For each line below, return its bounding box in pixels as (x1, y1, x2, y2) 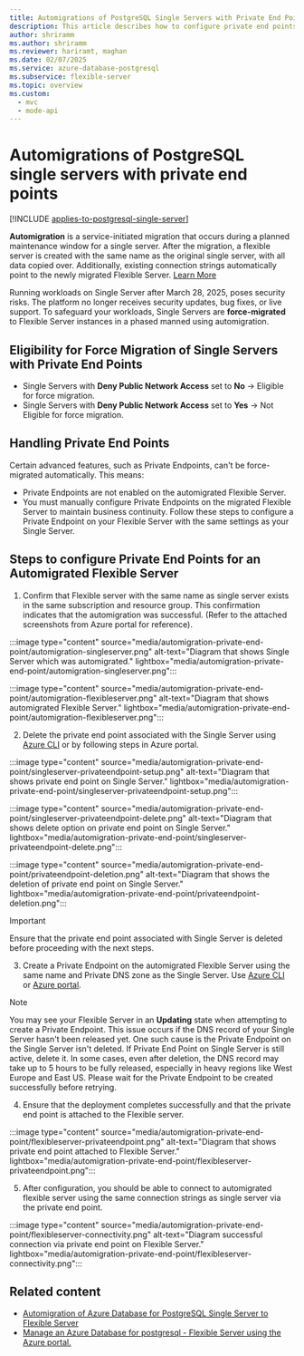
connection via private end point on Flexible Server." (9, 1238, 204, 1249)
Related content (9, 1284, 101, 1300)
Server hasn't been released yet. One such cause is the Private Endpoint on (9, 1033, 291, 1044)
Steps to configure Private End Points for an (9, 552, 261, 567)
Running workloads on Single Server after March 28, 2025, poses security (9, 287, 286, 298)
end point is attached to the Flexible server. (22, 1109, 185, 1119)
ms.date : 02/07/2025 (9, 55, 88, 64)
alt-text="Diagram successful (153, 1229, 263, 1240)
